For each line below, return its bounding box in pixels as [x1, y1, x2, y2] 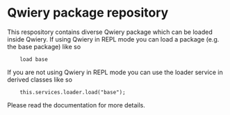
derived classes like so [7, 75, 73, 84]
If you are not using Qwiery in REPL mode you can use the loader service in [7, 68, 224, 76]
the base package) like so [7, 42, 81, 51]
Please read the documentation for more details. [7, 100, 146, 109]
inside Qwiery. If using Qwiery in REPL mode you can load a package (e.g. [7, 35, 220, 43]
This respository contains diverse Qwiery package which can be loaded [7, 28, 213, 36]
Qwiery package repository [7, 5, 169, 21]
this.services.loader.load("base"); [19, 89, 126, 96]
